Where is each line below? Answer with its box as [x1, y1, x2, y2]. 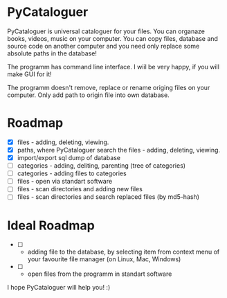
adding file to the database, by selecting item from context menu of [27, 247, 220, 256]
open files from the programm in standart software [27, 270, 172, 278]
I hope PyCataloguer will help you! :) [7, 283, 111, 292]
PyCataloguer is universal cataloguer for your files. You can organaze [7, 27, 206, 35]
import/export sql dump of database [17, 154, 121, 161]
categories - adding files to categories [17, 169, 127, 177]
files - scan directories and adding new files [17, 185, 143, 193]
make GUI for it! [7, 70, 52, 78]
